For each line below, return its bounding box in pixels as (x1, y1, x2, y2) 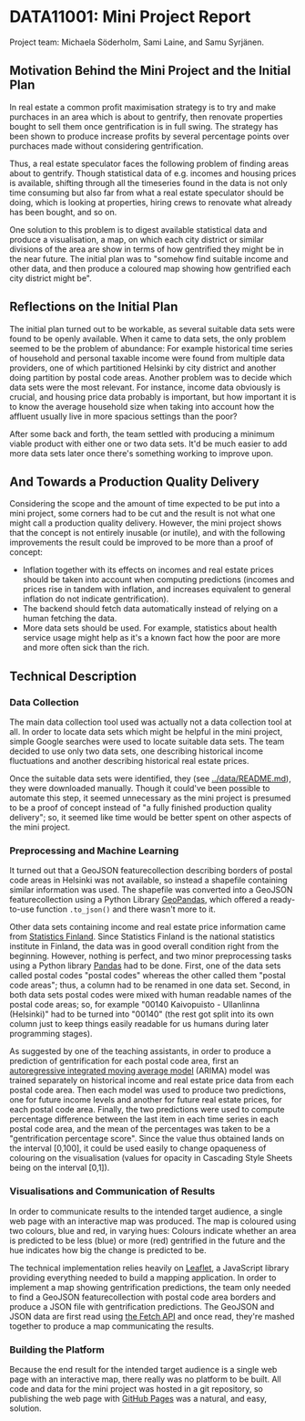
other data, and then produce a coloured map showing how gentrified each (9, 263, 291, 274)
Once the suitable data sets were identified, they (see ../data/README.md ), (9, 773, 291, 784)
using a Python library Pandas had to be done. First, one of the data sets (9, 960, 281, 971)
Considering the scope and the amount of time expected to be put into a (9, 498, 280, 509)
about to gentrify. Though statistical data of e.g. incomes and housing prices (9, 167, 297, 179)
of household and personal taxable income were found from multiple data (9, 352, 285, 363)
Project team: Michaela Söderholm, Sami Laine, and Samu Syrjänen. (9, 37, 265, 47)
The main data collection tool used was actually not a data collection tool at (9, 716, 292, 727)
